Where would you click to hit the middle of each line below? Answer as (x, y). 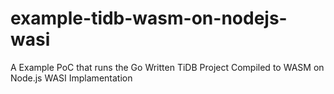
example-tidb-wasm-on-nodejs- (149, 18)
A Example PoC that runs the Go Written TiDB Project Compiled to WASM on (167, 67)
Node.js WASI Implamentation (71, 78)
